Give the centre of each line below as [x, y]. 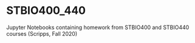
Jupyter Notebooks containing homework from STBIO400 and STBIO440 [98, 27]
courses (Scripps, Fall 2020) [42, 33]
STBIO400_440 [46, 11]
